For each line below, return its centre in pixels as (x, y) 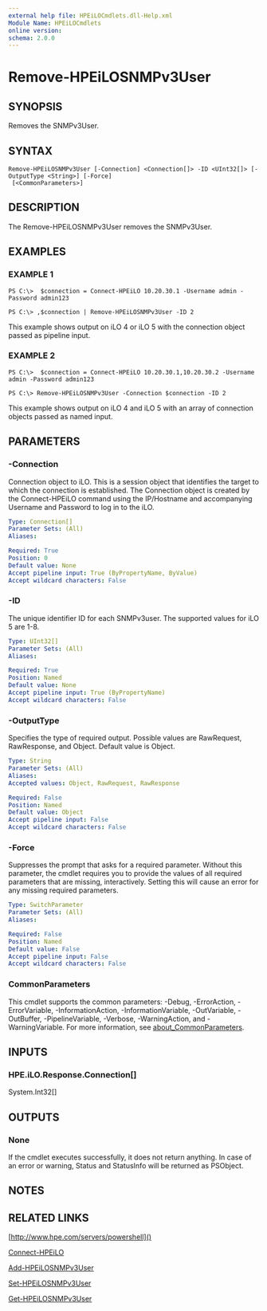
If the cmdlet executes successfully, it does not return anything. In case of (130, 1157)
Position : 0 (28, 559)
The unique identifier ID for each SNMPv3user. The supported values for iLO (134, 618)
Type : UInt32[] (33, 641)
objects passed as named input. (61, 416)
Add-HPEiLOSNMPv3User (51, 1268)
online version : (35, 30)
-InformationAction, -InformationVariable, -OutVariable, (146, 1010)
